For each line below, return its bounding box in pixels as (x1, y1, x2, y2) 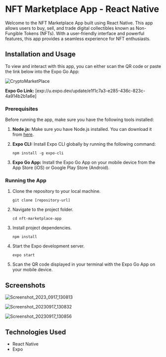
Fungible (5, 30, 23, 36)
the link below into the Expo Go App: (5, 68, 80, 74)
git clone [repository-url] (12, 198, 70, 203)
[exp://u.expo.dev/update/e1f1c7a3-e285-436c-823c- (35, 88, 146, 94)
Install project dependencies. (12, 225, 72, 231)
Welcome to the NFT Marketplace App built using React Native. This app (5, 20, 153, 26)
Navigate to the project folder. (12, 207, 73, 213)
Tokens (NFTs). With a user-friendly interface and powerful (24, 30, 145, 36)
